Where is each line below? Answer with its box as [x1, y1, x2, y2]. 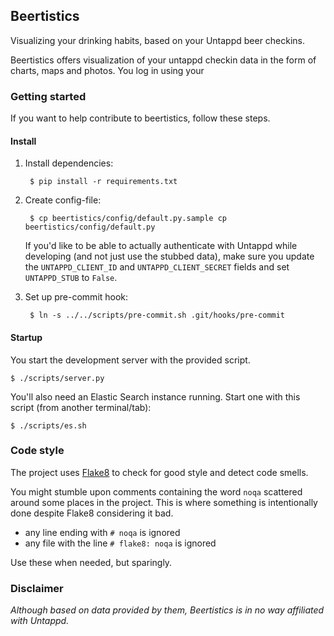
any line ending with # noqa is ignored [24, 526, 181, 538]
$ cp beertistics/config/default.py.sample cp [29, 214, 227, 224]
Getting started [10, 89, 87, 103]
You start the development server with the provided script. [10, 354, 251, 366]
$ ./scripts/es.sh [10, 420, 87, 431]
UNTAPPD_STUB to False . [24, 272, 118, 284]
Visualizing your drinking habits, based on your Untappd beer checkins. [10, 34, 306, 46]
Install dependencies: [24, 157, 114, 169]
